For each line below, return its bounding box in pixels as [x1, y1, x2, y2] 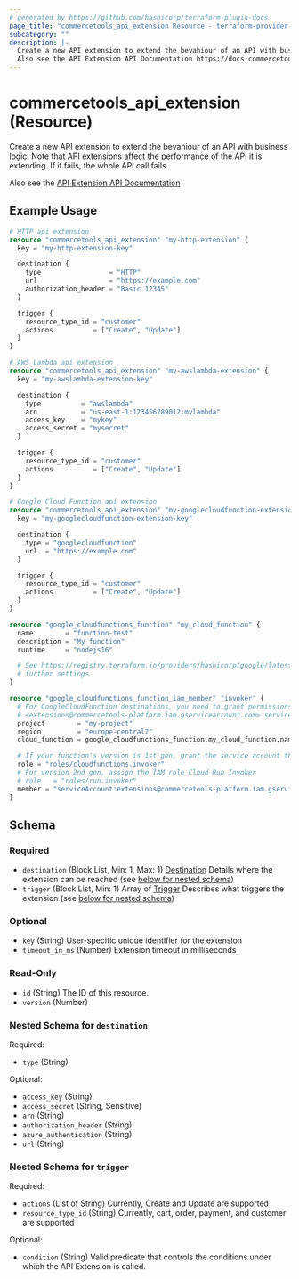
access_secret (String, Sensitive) [21, 1101, 142, 1111]
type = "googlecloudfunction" [25, 538, 138, 547]
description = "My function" [17, 636, 125, 646]
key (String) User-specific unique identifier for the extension [21, 935, 243, 946]
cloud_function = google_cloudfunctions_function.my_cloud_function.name [17, 735, 296, 744]
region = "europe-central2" [17, 727, 153, 736]
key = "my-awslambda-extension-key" [17, 374, 153, 383]
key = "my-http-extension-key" [17, 243, 133, 252]
